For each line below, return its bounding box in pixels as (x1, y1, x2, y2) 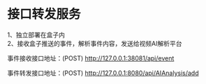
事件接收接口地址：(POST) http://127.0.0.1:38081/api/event (7, 53, 175, 62)
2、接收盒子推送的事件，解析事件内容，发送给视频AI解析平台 (7, 39, 182, 47)
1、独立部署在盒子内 (7, 31, 65, 39)
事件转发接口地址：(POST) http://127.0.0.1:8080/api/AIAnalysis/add (7, 69, 199, 77)
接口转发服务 (7, 6, 82, 22)
